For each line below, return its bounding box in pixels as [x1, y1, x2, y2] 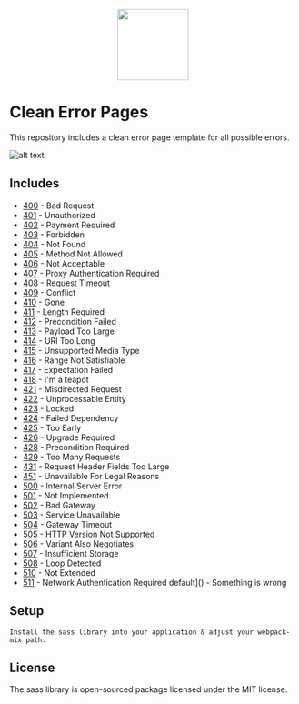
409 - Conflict [22, 287, 76, 297]
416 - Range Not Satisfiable [22, 355, 125, 366]
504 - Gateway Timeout [22, 518, 112, 529]
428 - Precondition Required [22, 441, 130, 452]
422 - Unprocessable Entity [22, 393, 127, 404]
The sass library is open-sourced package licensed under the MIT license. [9, 684, 288, 695]
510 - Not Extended [22, 567, 95, 578]
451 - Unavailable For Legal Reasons [22, 470, 160, 481]
